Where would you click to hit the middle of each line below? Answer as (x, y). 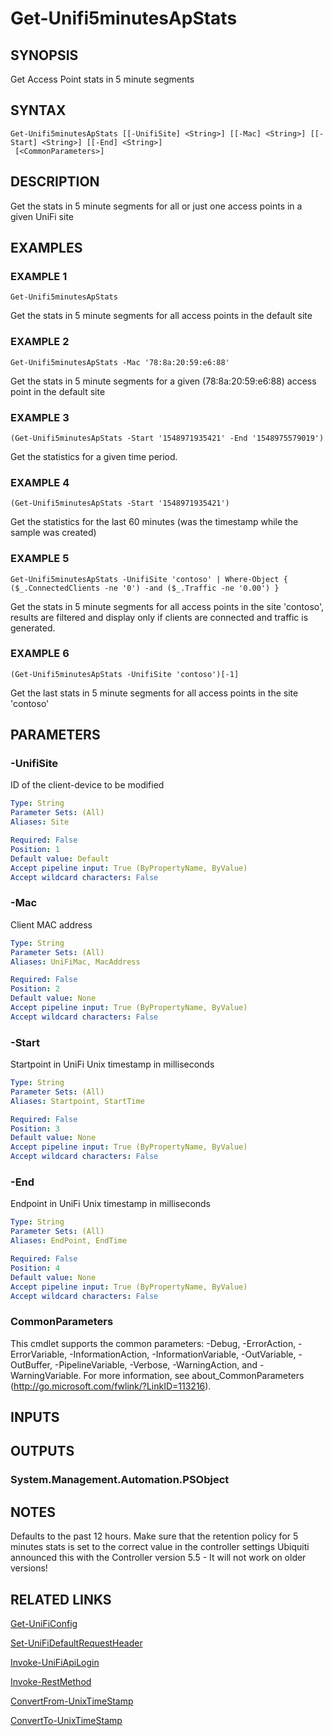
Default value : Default (60, 858)
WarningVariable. (46, 1375)
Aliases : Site (40, 822)
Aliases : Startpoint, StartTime (77, 1101)
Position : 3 (35, 1128)
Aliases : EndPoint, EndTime (69, 1241)
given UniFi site (42, 216)
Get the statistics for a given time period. (94, 456)
